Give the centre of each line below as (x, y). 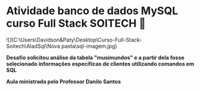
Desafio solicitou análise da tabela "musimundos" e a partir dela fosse (96, 57)
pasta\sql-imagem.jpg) (89, 46)
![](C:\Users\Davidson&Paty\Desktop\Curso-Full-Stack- (74, 40)
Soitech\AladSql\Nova (33, 46)
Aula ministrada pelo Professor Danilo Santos (64, 82)
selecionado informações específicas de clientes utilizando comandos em (100, 64)
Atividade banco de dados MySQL (92, 11)
